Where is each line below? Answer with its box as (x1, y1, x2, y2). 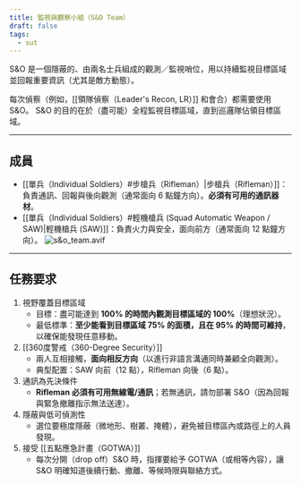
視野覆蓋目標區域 (21, 297, 86, 308)
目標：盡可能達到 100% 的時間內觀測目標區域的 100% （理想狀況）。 (35, 308, 287, 318)
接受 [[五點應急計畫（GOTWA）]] (21, 442, 141, 453)
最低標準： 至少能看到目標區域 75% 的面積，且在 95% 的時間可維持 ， (35, 319, 291, 330)
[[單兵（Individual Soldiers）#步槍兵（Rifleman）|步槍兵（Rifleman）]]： (21, 179, 288, 190)
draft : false (9, 21, 58, 30)
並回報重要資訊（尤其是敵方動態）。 (9, 75, 139, 86)
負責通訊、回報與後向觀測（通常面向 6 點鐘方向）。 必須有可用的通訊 (21, 190, 271, 201)
